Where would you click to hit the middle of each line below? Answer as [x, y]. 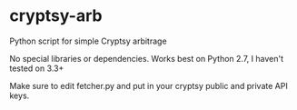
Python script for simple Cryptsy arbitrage [88, 41]
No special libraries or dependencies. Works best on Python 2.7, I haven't [147, 58]
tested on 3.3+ [37, 68]
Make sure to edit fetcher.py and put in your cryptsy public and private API [148, 85]
